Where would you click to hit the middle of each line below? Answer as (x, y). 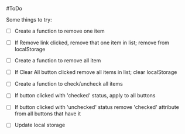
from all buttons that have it (47, 114)
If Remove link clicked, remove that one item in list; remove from (92, 43)
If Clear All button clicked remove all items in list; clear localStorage (96, 72)
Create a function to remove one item (59, 31)
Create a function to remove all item (58, 61)
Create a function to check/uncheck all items (68, 84)
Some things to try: (29, 20)
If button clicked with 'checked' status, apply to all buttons (85, 96)
